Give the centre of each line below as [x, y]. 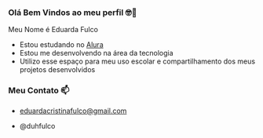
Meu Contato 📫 [39, 91]
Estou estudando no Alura [61, 45]
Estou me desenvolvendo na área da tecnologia [97, 53]
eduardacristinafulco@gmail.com [73, 111]
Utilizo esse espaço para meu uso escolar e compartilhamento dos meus [137, 61]
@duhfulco [37, 125]
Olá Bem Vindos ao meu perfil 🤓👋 [73, 13]
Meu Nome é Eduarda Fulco [53, 30]
